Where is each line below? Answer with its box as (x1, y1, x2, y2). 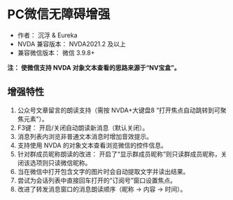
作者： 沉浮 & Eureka (17, 31, 78, 39)
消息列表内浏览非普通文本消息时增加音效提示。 (17, 132, 153, 140)
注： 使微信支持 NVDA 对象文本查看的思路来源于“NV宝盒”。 (7, 63, 181, 72)
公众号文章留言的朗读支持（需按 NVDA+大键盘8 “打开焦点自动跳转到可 (17, 106, 220, 114)
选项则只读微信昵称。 (29, 159, 92, 167)
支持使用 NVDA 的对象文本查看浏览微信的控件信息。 (17, 141, 168, 149)
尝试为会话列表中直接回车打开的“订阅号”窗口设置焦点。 (17, 176, 177, 185)
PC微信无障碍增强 (7, 6, 111, 22)
